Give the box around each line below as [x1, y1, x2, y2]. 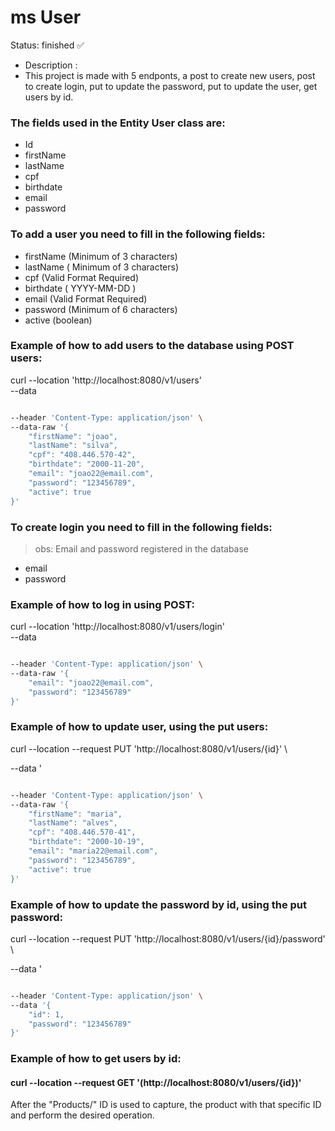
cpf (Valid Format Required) [24, 271, 140, 283]
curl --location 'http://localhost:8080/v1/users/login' [10, 621, 225, 633]
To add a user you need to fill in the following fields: [10, 227, 266, 241]
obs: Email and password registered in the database [34, 542, 250, 555]
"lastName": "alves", [28, 818, 118, 828]
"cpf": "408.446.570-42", [28, 450, 137, 460]
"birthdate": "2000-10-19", [28, 837, 145, 847]
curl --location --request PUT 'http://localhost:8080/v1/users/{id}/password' [10, 932, 326, 945]
